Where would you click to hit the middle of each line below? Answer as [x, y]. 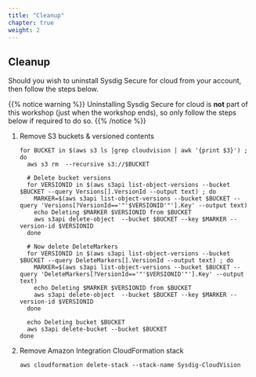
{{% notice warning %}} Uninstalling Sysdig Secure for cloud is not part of [128, 104]
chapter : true [31, 23]
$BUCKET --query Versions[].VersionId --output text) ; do [118, 192]
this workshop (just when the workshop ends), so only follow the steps [122, 113]
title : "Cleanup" [36, 15]
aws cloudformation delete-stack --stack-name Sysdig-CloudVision [130, 365]
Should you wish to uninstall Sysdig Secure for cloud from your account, [125, 81]
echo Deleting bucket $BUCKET [76, 323]
